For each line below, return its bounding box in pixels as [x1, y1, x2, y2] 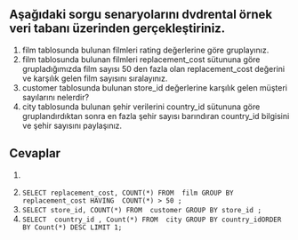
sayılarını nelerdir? [21, 92, 90, 102]
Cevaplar [9, 146, 60, 161]
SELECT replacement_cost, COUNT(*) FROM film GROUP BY [21, 188, 234, 197]
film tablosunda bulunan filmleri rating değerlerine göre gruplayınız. [21, 44, 270, 55]
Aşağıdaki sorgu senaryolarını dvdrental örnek [9, 7, 273, 22]
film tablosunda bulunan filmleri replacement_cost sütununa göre [21, 53, 261, 65]
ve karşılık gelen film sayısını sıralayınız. [21, 73, 168, 84]
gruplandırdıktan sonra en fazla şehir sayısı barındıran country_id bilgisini [21, 110, 290, 121]
